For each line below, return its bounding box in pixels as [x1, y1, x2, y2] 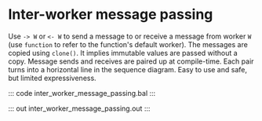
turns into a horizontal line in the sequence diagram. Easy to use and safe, [8, 64, 247, 74]
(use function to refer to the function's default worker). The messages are [8, 39, 249, 49]
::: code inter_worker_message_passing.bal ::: [8, 88, 156, 97]
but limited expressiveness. [8, 73, 96, 82]
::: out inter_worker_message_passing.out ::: [8, 104, 151, 113]
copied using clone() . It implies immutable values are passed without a [8, 48, 238, 57]
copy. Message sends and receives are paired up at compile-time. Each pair [8, 57, 254, 66]
